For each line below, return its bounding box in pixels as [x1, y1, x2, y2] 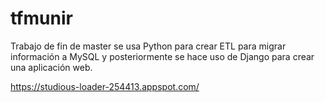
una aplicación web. [10, 61, 93, 73]
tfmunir [10, 7, 73, 30]
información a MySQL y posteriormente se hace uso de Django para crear [10, 50, 315, 62]
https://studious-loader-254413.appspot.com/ [10, 80, 200, 92]
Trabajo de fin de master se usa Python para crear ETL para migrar [10, 40, 287, 52]
